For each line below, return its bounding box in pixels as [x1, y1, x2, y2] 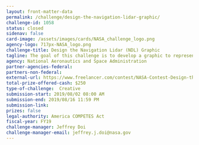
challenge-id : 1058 [6, 20, 54, 25]
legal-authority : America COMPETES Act [6, 113, 105, 119]
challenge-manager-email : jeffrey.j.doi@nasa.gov [6, 130, 131, 136]
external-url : [6, 75, 41, 80]
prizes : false [6, 108, 41, 114]
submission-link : [6, 102, 49, 108]
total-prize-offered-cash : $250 [6, 80, 86, 86]
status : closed [6, 25, 44, 31]
